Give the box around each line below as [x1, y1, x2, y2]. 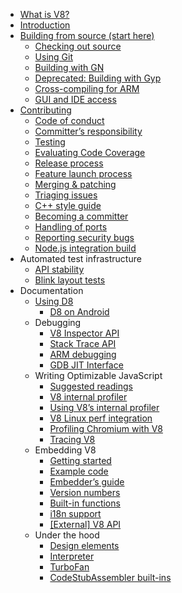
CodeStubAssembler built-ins [49, 572, 172, 583]
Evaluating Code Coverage [34, 147, 146, 158]
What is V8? [19, 9, 70, 20]
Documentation [19, 285, 84, 296]
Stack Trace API [49, 338, 117, 349]
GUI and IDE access [34, 94, 117, 105]
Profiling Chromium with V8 [49, 423, 163, 434]
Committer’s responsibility [34, 125, 143, 137]
